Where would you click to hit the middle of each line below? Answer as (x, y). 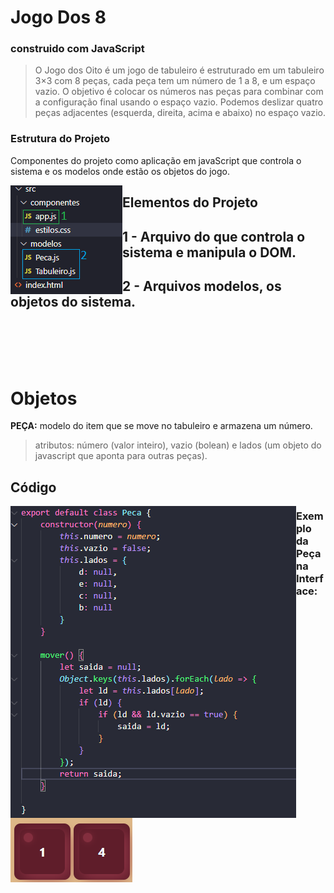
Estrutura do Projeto (60, 139)
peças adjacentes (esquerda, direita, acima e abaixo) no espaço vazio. (180, 113)
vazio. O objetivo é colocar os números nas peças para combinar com (179, 92)
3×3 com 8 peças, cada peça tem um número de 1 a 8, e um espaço (175, 81)
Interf (310, 578)
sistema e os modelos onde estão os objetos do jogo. (120, 171)
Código (33, 487)
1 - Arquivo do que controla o (214, 236)
